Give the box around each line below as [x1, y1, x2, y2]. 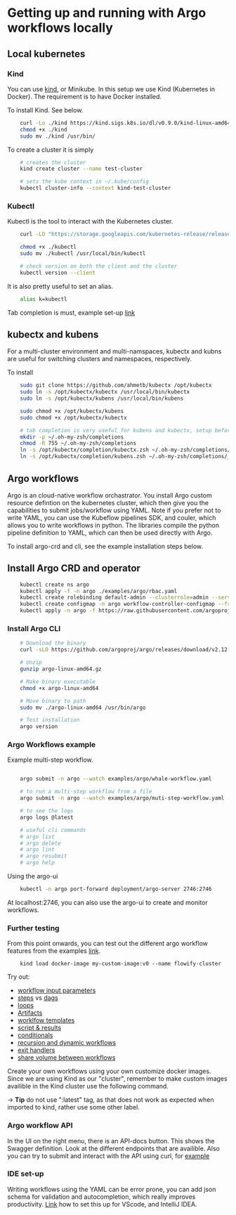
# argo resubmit [20, 852, 68, 860]
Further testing [7, 923, 60, 933]
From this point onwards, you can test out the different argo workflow [7, 940, 209, 948]
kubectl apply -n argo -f [20, 607, 96, 614]
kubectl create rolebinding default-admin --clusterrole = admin [20, 594, 209, 602]
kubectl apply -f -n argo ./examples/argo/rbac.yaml [20, 587, 178, 594]
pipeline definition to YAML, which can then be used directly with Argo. [7, 528, 213, 537]
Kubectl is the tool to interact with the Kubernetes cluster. [7, 217, 173, 226]
